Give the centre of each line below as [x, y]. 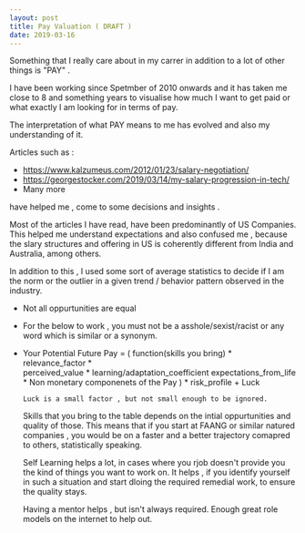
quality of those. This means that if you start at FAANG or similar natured [159, 425]
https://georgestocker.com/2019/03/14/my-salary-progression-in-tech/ [156, 179]
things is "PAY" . [40, 70]
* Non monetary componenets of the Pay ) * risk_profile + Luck [141, 383]
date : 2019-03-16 [42, 35]
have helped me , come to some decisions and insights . [115, 207]
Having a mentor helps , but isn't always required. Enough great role [150, 509]
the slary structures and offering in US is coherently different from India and [152, 244]
